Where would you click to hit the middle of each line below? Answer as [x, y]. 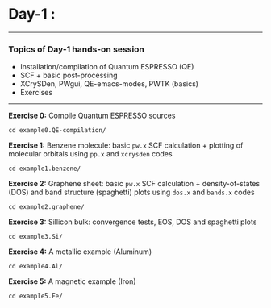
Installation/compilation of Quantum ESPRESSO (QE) [107, 67]
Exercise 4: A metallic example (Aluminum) [80, 252]
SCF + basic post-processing [69, 75]
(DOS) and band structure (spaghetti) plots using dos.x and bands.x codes [132, 192]
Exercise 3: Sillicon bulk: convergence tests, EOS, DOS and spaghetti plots [133, 222]
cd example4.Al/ [35, 267]
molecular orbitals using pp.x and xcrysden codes [90, 154]
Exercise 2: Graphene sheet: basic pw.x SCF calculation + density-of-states [134, 184]
